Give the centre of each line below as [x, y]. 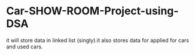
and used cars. [25, 47]
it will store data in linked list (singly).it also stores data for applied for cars [98, 40]
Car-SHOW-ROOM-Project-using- [92, 11]
